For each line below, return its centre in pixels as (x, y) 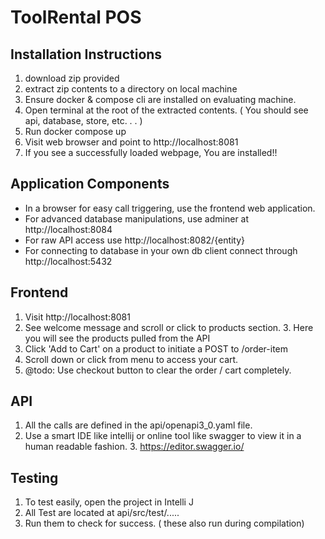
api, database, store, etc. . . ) (83, 120)
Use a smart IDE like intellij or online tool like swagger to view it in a (163, 436)
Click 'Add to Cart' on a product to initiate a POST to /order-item (156, 348)
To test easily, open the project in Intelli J (109, 502)
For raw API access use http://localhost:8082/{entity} (135, 240)
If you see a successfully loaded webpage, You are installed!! (151, 152)
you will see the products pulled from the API (117, 338)
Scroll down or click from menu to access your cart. (131, 359)
